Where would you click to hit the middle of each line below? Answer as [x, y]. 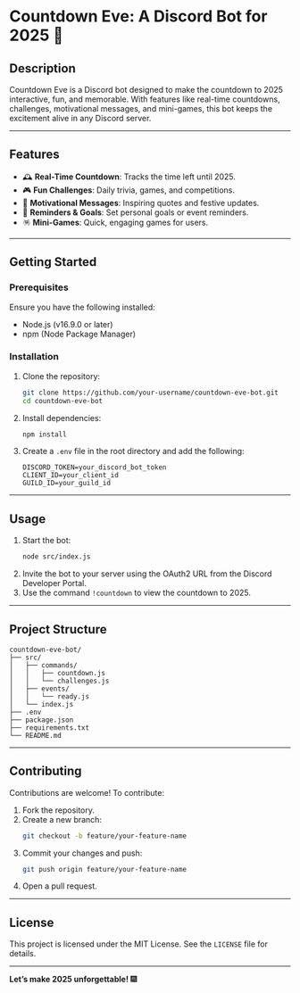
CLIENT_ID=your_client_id [70, 476]
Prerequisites [39, 287]
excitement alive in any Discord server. [80, 118]
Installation [34, 357]
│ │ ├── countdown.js [57, 673]
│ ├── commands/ [43, 665]
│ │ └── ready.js [50, 696]
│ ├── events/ [39, 689]
